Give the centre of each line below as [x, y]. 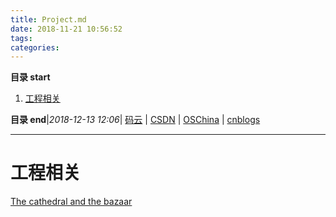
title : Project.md [48, 19]
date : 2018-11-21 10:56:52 [66, 29]
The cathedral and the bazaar [71, 202]
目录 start [30, 77]
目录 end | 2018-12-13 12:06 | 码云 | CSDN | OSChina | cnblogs [135, 120]
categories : [35, 47]
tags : [21, 38]
